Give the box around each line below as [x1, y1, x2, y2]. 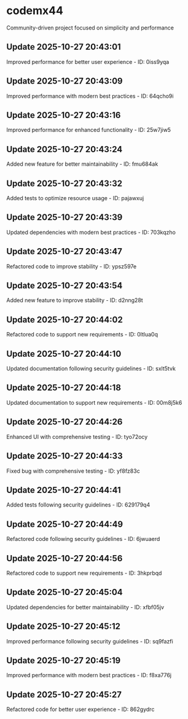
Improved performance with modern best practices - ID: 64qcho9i [6, 92, 174, 99]
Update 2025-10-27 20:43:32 [6, 178, 123, 188]
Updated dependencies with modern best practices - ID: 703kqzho [6, 228, 176, 236]
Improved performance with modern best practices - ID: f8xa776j [6, 672, 172, 679]
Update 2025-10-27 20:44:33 [6, 451, 123, 461]
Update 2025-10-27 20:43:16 [6, 110, 121, 120]
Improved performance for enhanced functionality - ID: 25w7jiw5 [6, 126, 171, 134]
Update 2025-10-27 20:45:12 [6, 621, 121, 632]
